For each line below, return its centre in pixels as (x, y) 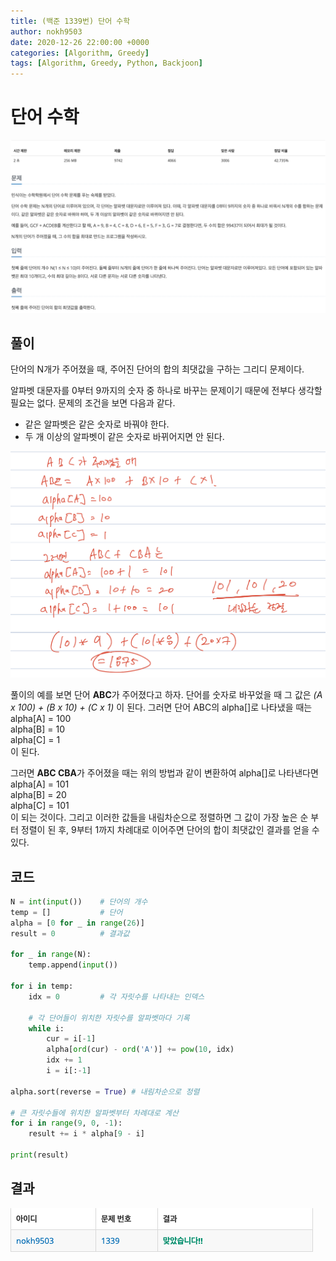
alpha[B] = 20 (38, 795)
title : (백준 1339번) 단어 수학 (70, 21)
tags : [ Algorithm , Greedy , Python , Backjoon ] (106, 63)
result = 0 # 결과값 (70, 933)
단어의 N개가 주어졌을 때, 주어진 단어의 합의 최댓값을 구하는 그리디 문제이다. (157, 369)
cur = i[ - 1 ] (71, 1039)
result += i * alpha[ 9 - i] (86, 1134)
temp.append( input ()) (73, 965)
